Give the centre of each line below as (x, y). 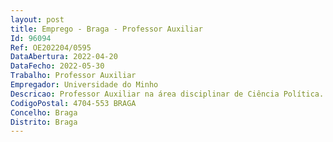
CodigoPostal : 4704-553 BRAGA (73, 103)
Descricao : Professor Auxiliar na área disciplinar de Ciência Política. (167, 94)
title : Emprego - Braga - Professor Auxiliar (106, 29)
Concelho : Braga (44, 112)
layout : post (37, 19)
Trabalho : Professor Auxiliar (73, 76)
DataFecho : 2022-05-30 (57, 66)
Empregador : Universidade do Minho (84, 85)
